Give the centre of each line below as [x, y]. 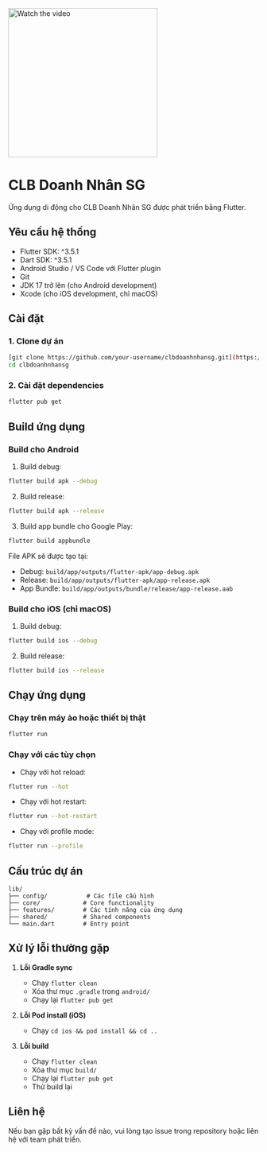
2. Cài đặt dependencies [56, 386]
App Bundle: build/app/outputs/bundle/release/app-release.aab [126, 588]
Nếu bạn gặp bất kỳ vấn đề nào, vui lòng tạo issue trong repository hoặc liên [133, 1131]
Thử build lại [52, 1086]
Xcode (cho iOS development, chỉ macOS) [89, 293]
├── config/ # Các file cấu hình [81, 896]
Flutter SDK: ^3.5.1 [49, 251]
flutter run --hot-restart [53, 816]
